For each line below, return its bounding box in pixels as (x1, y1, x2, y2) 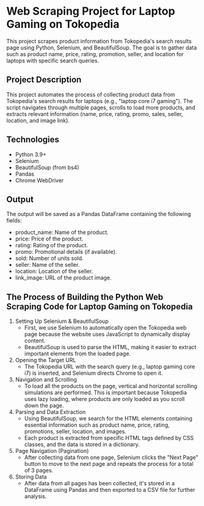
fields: (6, 217, 23, 224)
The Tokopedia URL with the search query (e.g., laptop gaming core (24, 363, 195, 370)
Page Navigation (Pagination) (15, 447, 89, 455)
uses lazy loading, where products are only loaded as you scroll (24, 396, 185, 403)
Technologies (6, 134, 60, 145)
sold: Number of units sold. (15, 255, 84, 262)
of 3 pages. (24, 467, 54, 474)
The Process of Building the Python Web (6, 292, 164, 302)
